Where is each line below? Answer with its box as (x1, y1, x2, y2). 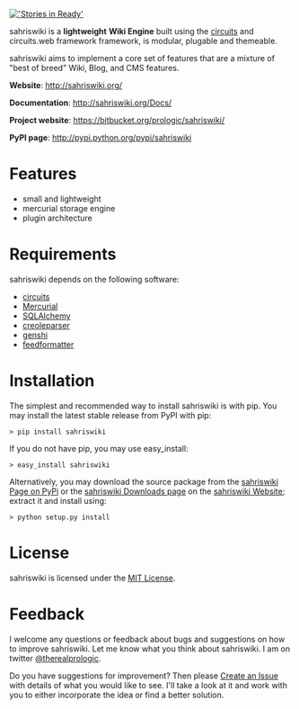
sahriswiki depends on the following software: (9, 274, 180, 284)
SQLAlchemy (22, 310, 71, 321)
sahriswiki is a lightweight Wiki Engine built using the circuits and (9, 26, 254, 36)
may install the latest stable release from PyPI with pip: (9, 409, 212, 420)
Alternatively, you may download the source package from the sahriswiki (9, 476, 278, 487)
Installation (9, 371, 95, 391)
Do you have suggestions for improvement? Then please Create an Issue (9, 670, 278, 681)
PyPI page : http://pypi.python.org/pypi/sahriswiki (9, 132, 192, 143)
